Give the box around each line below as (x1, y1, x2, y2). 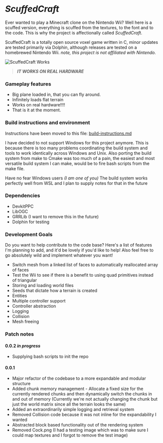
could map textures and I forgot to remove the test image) (12, 432, 128, 438)
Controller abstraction (12, 303, 56, 309)
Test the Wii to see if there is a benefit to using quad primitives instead (12, 272, 154, 278)
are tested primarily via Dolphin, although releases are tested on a (5, 44, 137, 50)
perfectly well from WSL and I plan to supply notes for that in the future (5, 180, 148, 186)
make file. (5, 165, 25, 171)
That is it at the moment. (12, 107, 61, 113)
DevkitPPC (12, 203, 34, 209)
